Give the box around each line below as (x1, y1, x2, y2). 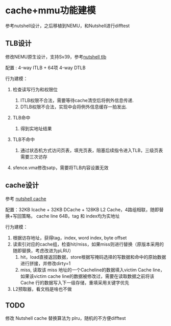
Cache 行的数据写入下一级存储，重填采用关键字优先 (20, 279, 130, 286)
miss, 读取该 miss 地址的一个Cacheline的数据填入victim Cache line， (20, 267, 165, 273)
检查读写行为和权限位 (12, 86, 58, 92)
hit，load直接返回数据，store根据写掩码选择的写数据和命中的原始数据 (20, 254, 166, 260)
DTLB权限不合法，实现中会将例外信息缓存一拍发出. (20, 104, 128, 110)
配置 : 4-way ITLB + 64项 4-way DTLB (5, 65, 86, 71)
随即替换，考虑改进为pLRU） (12, 247, 74, 254)
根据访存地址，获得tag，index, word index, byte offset (12, 234, 127, 241)
